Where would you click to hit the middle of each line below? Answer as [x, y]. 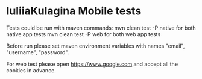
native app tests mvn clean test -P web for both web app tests [84, 34]
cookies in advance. [31, 70]
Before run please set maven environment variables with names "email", [96, 46]
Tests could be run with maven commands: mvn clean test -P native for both [101, 28]
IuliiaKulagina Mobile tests [74, 11]
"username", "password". [38, 52]
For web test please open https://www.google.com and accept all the [92, 64]
